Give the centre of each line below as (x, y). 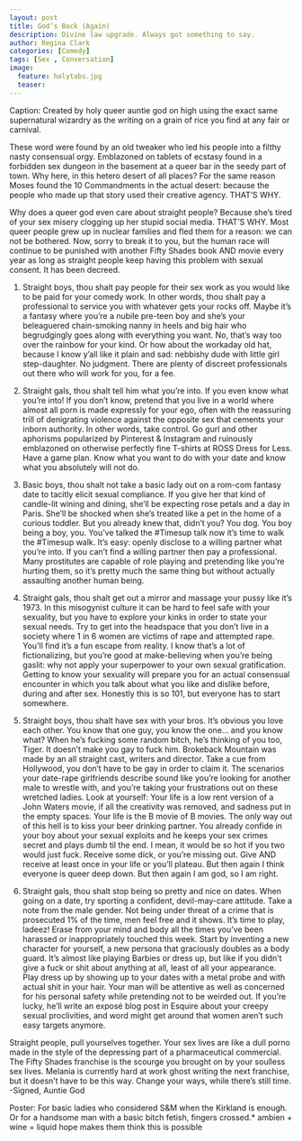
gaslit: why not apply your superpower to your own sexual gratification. (154, 665)
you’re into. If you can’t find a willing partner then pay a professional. (150, 551)
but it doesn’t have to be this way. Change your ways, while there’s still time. (151, 1081)
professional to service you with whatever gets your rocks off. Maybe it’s (157, 306)
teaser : (32, 85)
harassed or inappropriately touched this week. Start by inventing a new (155, 938)
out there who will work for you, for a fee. (99, 373)
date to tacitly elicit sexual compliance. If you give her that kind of (144, 494)
